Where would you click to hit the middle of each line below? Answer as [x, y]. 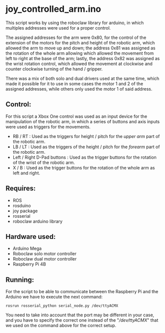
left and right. [26, 173]
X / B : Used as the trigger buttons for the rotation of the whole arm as [84, 167]
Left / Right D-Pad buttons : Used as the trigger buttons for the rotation [84, 157]
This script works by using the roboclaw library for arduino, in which [75, 23]
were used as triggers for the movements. [48, 127]
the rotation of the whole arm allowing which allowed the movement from [80, 53]
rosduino [22, 205]
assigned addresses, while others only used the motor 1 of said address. [79, 89]
